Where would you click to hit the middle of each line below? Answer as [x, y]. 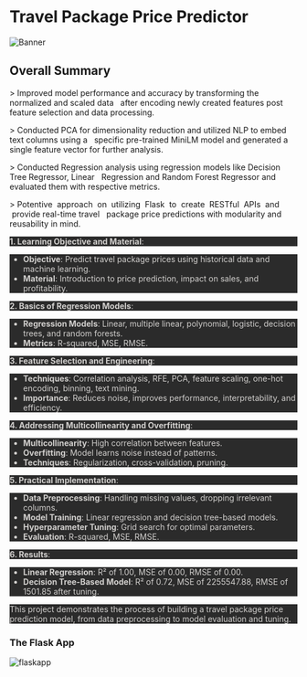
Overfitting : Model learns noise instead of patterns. [120, 452]
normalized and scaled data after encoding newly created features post [146, 102]
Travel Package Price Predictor [129, 17]
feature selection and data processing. [82, 112]
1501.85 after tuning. [61, 591]
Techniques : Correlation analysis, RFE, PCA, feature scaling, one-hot [153, 378]
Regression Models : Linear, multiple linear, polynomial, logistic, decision [159, 323]
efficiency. [42, 407]
